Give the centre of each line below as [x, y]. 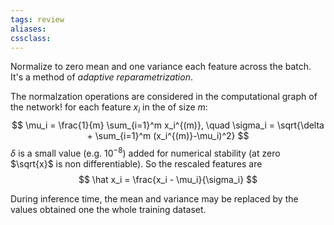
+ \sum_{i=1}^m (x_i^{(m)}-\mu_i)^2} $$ [168, 136]
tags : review [37, 19]
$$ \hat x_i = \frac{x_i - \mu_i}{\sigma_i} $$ [168, 179]
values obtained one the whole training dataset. [108, 209]
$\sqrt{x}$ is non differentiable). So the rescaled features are [136, 163]
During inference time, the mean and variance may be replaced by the [154, 198]
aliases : [28, 29]
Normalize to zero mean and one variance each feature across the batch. [161, 67]
